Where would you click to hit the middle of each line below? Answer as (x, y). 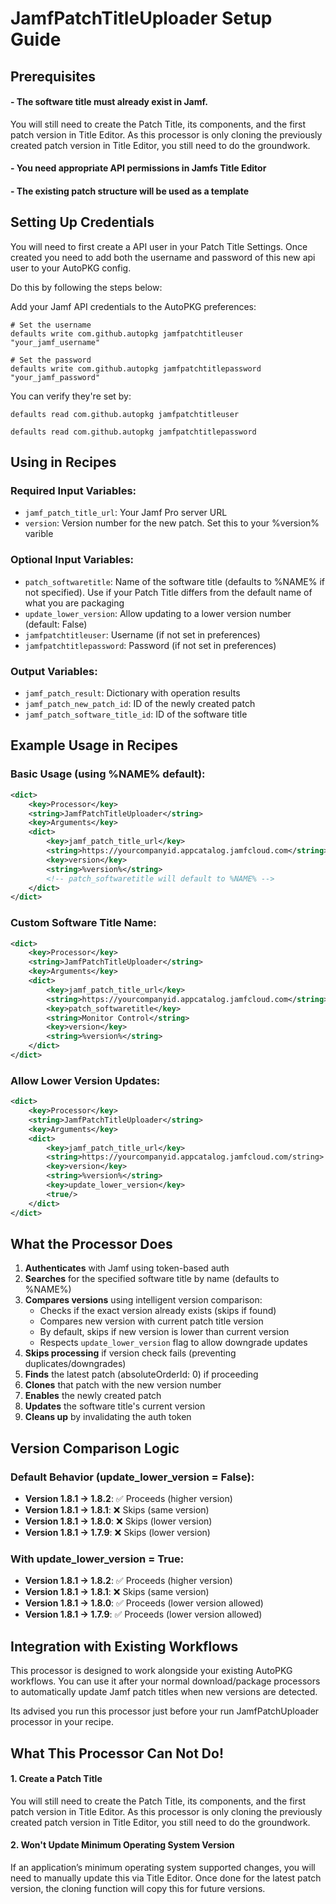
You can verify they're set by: (71, 396)
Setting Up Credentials (82, 222)
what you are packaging (74, 603)
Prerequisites (53, 76)
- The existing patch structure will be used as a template (130, 191)
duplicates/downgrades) (75, 1364)
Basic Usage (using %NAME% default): (108, 774)
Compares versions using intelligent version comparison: (143, 1300)
